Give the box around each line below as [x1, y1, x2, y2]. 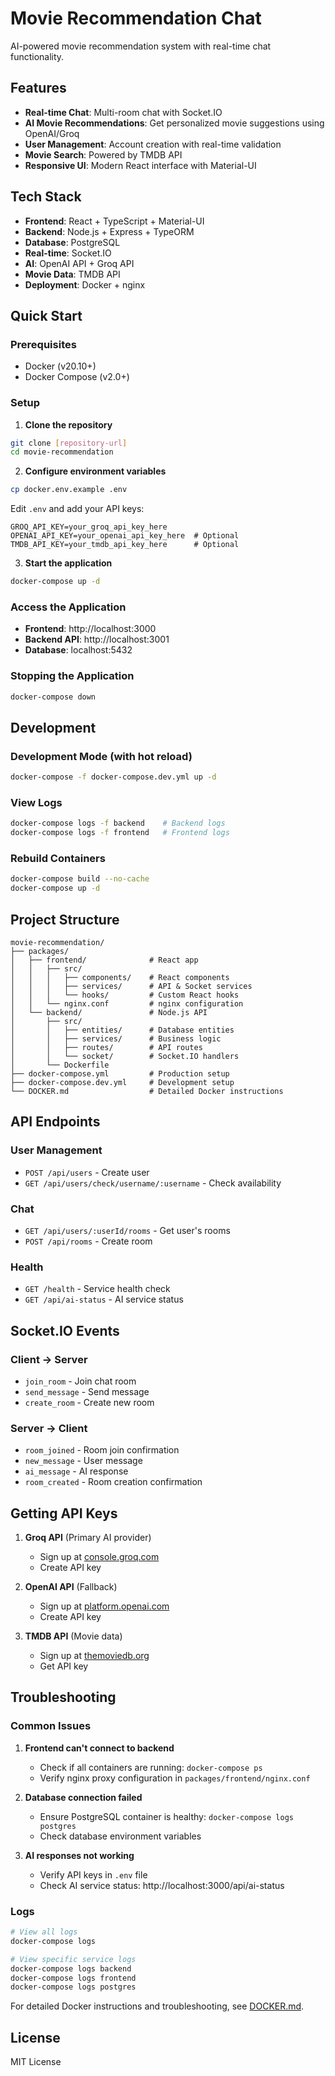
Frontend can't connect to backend [24, 1742, 175, 1754]
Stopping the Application [10, 669, 135, 683]
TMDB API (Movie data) [24, 1630, 123, 1642]
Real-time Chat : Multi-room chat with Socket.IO [24, 106, 223, 118]
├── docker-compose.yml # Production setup [10, 1068, 230, 1079]
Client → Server [10, 1352, 88, 1366]
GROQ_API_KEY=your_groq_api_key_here [10, 522, 168, 532]
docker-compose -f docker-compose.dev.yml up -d [10, 772, 217, 782]
